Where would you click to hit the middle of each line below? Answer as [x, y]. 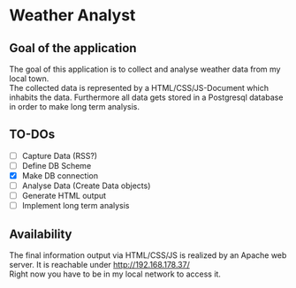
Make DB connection [60, 175]
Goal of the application [73, 48]
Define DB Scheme [57, 165]
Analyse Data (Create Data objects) [86, 186]
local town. [29, 79]
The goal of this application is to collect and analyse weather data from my [145, 69]
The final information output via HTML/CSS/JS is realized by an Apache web [148, 255]
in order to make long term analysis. [74, 106]
